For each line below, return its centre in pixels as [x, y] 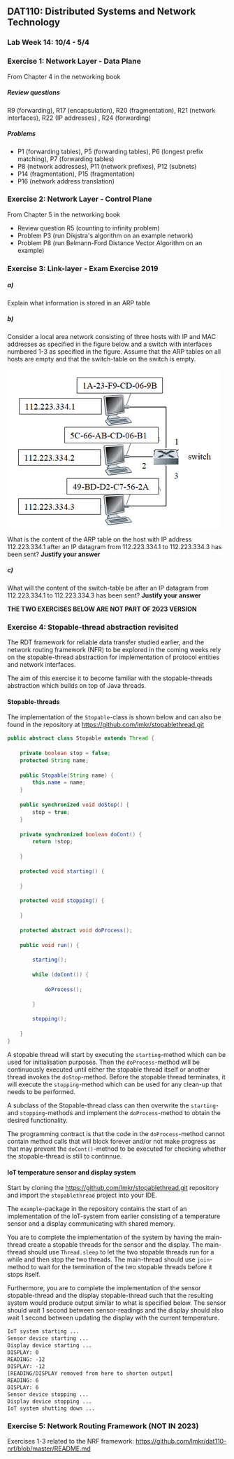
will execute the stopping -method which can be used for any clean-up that [115, 1084]
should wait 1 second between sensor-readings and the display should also [115, 1311]
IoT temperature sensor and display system [72, 1172]
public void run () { [50, 945]
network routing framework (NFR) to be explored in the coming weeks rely [114, 649]
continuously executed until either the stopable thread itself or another [109, 1069]
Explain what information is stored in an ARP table [79, 303]
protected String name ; [54, 760]
